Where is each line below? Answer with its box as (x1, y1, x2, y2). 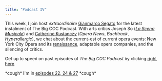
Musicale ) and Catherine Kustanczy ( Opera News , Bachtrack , (5, 31, 129, 36)
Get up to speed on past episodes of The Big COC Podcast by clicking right (5, 55, 157, 61)
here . (5, 61, 16, 66)
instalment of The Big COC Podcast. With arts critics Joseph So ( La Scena (5, 25, 155, 32)
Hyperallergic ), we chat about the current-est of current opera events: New (5, 36, 157, 42)
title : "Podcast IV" (5, 7, 47, 12)
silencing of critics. (5, 46, 43, 52)
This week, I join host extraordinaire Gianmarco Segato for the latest (5, 20, 142, 26)
